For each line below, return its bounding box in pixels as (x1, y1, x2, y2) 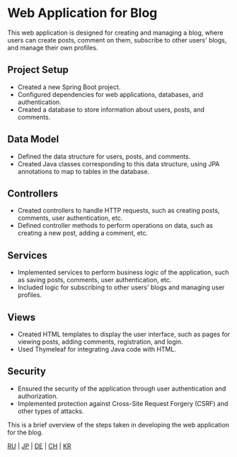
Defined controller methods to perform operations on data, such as (17, 221, 214, 230)
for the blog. (7, 428, 44, 436)
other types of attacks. (17, 407, 84, 415)
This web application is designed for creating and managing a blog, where (7, 28, 224, 37)
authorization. (17, 391, 59, 400)
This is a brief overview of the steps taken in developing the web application (7, 420, 230, 429)
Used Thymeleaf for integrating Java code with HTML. (17, 345, 177, 353)
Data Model (7, 133, 59, 146)
